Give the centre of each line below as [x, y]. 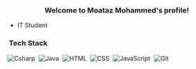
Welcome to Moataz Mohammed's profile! [117, 10]
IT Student [32, 26]
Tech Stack [28, 43]
